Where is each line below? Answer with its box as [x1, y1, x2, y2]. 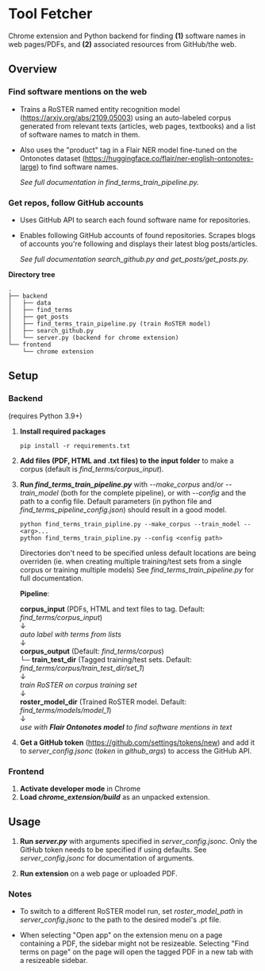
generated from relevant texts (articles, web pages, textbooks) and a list [19, 121, 256, 131]
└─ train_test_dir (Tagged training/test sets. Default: [19, 654, 192, 664]
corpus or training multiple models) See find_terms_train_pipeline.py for [19, 564, 254, 574]
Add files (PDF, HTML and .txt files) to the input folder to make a [19, 456, 234, 465]
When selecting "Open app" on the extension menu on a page [19, 931, 223, 940]
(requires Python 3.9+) [8, 410, 83, 421]
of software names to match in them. [19, 129, 140, 139]
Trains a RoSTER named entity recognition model [19, 104, 180, 114]
